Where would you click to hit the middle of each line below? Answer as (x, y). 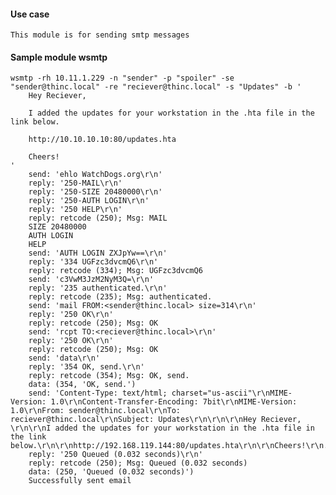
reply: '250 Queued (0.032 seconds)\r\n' (115, 455)
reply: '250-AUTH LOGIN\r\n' (89, 201)
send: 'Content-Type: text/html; (98, 393)
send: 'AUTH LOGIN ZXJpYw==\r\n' (98, 253)
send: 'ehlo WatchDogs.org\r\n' (95, 175)
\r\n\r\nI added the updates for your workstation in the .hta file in (162, 428)
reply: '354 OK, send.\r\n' (86, 367)
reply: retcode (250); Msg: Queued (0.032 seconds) (138, 463)
